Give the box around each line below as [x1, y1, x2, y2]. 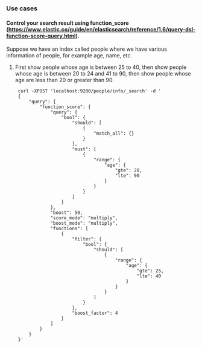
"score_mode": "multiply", [50, 215, 118, 221]
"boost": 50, [50, 210, 83, 216]
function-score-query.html [6, 32, 76, 39]
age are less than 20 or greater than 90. [14, 77, 115, 84]
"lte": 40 [136, 273, 162, 279]
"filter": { [72, 236, 102, 242]
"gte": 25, [136, 268, 164, 274]
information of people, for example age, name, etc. [6, 52, 133, 59]
